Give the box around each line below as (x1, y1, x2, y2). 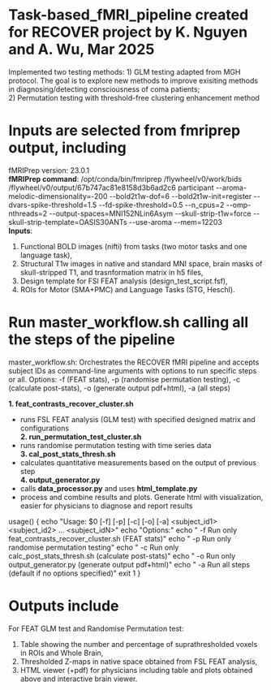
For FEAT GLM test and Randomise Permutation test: (8, 623, 184, 633)
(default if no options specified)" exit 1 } (8, 568, 141, 578)
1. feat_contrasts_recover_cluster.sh (8, 399, 134, 408)
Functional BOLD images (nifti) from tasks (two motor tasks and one (19, 241, 247, 251)
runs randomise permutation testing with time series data (19, 440, 212, 450)
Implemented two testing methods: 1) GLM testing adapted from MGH (8, 67, 241, 76)
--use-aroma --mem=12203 (128, 217, 223, 226)
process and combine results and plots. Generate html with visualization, (19, 492, 264, 502)
